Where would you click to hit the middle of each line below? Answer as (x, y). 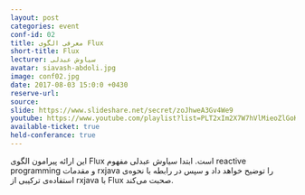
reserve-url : (35, 93)
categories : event (45, 26)
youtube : (27, 118)
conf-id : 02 (33, 34)
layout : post (35, 18)
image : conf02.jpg (45, 77)
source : (25, 102)
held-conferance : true (53, 135)
